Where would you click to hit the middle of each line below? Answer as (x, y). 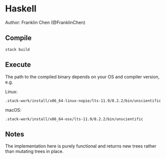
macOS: (13, 110)
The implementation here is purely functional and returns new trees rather (81, 146)
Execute (18, 65)
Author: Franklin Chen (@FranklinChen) (45, 22)
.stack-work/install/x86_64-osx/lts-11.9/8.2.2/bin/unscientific (74, 119)
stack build (17, 49)
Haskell (21, 9)
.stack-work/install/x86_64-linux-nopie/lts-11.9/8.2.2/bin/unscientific (83, 101)
